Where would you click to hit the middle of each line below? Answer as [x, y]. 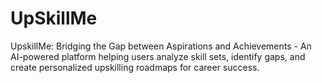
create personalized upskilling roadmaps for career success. [135, 67]
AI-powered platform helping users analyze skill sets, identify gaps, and [158, 56]
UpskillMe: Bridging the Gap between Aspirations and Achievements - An [161, 46]
